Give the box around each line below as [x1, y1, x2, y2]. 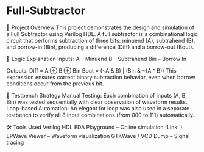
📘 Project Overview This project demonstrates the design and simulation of [6, 24, 195, 31]
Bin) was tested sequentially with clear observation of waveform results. [6, 98, 188, 106]
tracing [6, 139, 24, 146]
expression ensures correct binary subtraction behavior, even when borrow [6, 73, 195, 81]
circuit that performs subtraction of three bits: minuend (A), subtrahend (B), [6, 37, 195, 44]
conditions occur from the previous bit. [6, 80, 104, 87]
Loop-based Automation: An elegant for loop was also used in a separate [6, 104, 190, 112]
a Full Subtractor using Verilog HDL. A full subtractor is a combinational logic [6, 30, 199, 37]
